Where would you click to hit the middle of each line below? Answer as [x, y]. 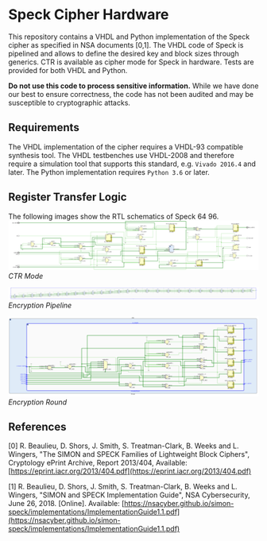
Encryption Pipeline [40, 305]
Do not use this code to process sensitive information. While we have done [133, 86]
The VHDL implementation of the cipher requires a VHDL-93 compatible [126, 147]
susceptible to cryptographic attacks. [70, 102]
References [37, 427]
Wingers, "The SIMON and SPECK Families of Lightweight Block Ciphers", [129, 454]
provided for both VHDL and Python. [68, 70]
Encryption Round [38, 402]
